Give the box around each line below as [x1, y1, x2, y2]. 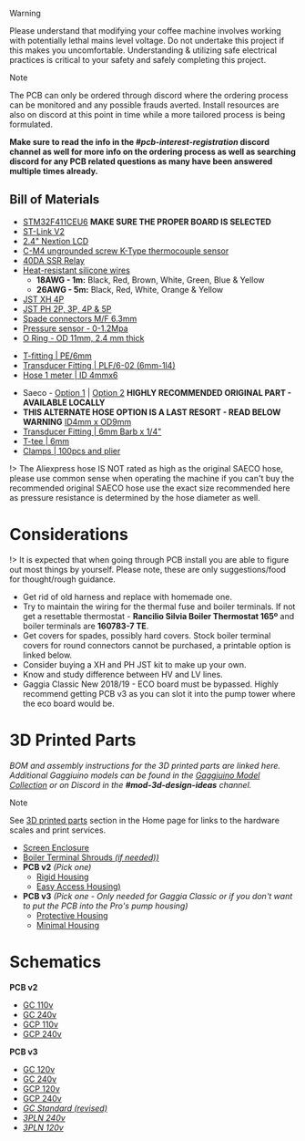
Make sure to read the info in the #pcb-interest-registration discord [9, 137, 270, 147]
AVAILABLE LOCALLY [22, 397, 106, 408]
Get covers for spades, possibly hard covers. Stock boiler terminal [22, 629, 271, 641]
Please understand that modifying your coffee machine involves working [9, 26, 282, 36]
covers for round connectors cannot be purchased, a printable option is [22, 639, 291, 650]
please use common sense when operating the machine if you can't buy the [9, 472, 294, 483]
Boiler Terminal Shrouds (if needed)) [22, 852, 159, 863]
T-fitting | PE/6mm [22, 350, 93, 361]
